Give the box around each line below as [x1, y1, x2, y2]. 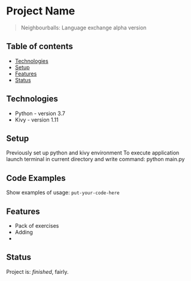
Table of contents [6, 41, 73, 52]
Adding [14, 229, 33, 235]
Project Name [6, 4, 75, 18]
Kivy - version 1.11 [14, 116, 59, 123]
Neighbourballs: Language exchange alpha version [20, 24, 147, 31]
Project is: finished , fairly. [6, 268, 69, 275]
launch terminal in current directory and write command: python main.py [6, 156, 185, 163]
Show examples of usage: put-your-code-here [6, 189, 120, 196]
